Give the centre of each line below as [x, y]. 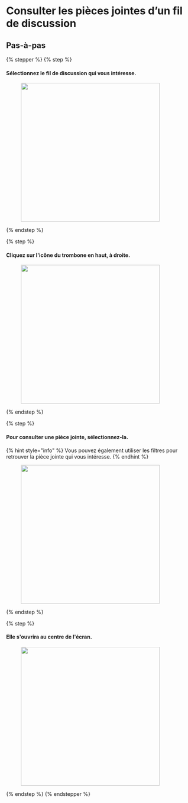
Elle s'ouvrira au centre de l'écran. [49, 637]
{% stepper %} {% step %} [39, 59]
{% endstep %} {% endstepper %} [48, 794]
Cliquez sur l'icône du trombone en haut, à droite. [68, 255]
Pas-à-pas [26, 45]
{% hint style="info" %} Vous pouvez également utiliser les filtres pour [92, 450]
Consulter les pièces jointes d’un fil [95, 11]
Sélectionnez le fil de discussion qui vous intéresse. [71, 73]
